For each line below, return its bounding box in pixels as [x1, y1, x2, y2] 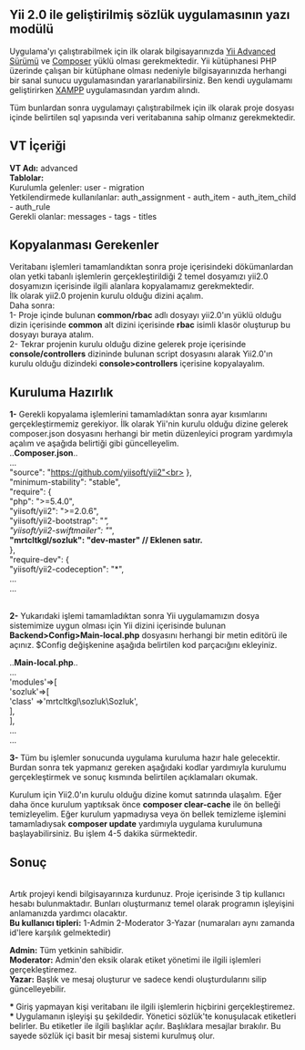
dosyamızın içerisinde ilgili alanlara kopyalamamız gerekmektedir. [9, 281, 255, 292]
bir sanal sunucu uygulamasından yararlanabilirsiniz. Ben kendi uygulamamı [9, 75, 293, 86]
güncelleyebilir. [9, 983, 66, 994]
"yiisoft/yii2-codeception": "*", [9, 564, 125, 575]
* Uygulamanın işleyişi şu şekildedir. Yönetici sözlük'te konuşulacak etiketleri [9, 1011, 297, 1022]
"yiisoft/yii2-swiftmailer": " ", [9, 525, 115, 536]
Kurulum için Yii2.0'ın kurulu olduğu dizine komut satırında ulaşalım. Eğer [9, 789, 282, 800]
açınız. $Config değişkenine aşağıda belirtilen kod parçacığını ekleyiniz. [9, 640, 278, 651]
